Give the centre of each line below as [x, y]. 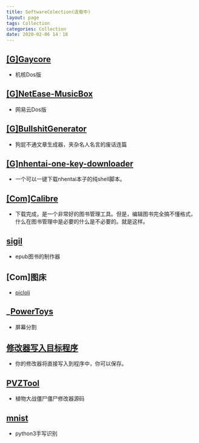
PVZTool [23, 383]
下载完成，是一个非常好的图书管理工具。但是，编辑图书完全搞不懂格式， [105, 214]
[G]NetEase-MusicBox [49, 94]
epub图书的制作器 [38, 256]
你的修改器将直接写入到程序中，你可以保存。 [71, 364]
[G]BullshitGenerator [46, 129]
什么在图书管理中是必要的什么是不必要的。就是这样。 [82, 222]
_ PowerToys [30, 311]
